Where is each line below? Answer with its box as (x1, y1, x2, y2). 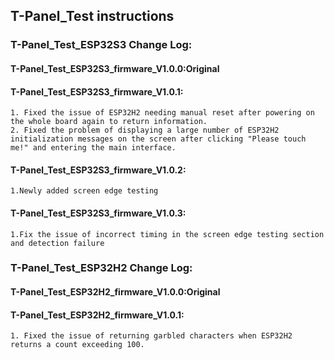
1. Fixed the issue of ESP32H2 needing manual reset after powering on (10, 108, 315, 118)
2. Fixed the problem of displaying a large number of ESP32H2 (10, 125, 280, 136)
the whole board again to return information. (10, 117, 208, 127)
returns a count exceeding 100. (10, 340, 145, 350)
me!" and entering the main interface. (10, 143, 177, 153)
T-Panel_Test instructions (10, 8, 175, 25)
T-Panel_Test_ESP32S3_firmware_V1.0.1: (10, 85, 184, 98)
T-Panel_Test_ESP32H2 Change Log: (10, 261, 193, 275)
